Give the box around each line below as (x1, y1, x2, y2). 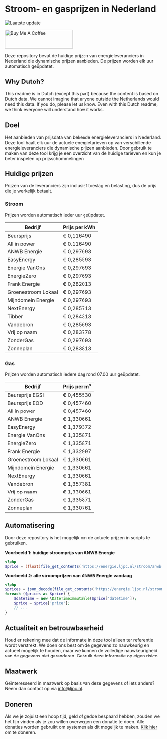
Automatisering (5, 521, 55, 530)
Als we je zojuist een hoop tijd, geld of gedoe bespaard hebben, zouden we (5, 713, 160, 719)
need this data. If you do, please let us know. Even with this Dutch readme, (5, 101, 158, 107)
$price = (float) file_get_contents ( (5, 564, 81, 569)
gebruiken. (5, 540, 27, 546)
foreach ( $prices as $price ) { (5, 591, 70, 597)
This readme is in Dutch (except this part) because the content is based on (5, 90, 158, 96)
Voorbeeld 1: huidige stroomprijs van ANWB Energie (5, 549, 115, 555)
